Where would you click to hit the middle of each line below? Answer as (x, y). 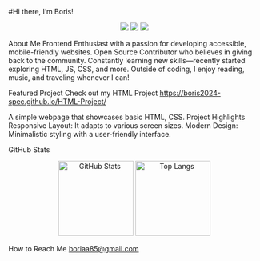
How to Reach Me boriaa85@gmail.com (74, 249)
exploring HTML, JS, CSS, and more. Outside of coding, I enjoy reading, (127, 69)
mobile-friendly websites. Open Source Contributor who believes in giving (130, 52)
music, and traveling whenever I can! (69, 78)
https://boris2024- (190, 93)
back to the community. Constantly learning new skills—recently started (127, 60)
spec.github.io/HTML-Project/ (57, 102)
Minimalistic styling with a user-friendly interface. (90, 134)
